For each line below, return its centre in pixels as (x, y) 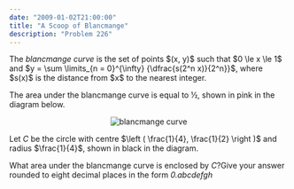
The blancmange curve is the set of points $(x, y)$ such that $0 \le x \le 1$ (146, 59)
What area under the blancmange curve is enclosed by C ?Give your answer (147, 166)
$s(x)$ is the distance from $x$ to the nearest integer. (108, 78)
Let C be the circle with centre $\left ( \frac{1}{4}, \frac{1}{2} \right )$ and (143, 139)
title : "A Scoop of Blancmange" (69, 26)
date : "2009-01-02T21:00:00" (63, 17)
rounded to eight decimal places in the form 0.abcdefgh (111, 175)
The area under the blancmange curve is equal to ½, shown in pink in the (142, 95)
